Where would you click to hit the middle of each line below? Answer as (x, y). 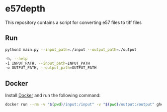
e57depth (25, 9)
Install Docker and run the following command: (53, 96)
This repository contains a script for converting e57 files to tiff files (73, 22)
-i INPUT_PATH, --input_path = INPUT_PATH (48, 63)
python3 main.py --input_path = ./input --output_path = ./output (71, 50)
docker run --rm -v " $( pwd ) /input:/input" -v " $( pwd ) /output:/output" (80, 105)
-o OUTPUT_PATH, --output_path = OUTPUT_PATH (51, 68)
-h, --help (16, 58)
